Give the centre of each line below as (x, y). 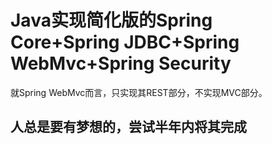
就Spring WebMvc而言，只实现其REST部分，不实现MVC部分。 (139, 92)
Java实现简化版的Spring (111, 20)
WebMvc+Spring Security (121, 63)
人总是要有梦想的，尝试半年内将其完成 (128, 127)
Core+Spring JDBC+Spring (125, 42)
